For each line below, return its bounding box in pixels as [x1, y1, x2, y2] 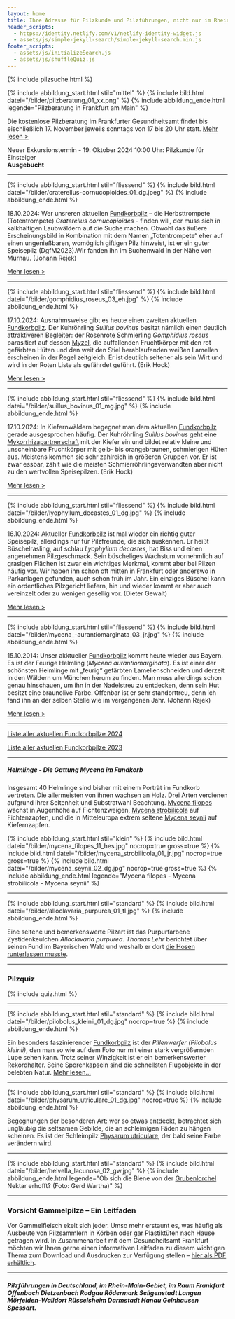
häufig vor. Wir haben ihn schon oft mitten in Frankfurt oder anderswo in [7, 567, 215, 575]
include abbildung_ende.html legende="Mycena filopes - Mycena [7, 871, 196, 880]
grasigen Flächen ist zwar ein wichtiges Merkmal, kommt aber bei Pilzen [7, 559, 215, 567]
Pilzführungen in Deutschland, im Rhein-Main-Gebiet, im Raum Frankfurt [7, 1281, 225, 1290]
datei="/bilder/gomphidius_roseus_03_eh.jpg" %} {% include [7, 295, 183, 303]
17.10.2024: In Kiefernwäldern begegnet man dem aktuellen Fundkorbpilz [7, 422, 217, 431]
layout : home [7, 10, 45, 18]
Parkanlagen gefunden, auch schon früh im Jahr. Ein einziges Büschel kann [7, 574, 225, 582]
